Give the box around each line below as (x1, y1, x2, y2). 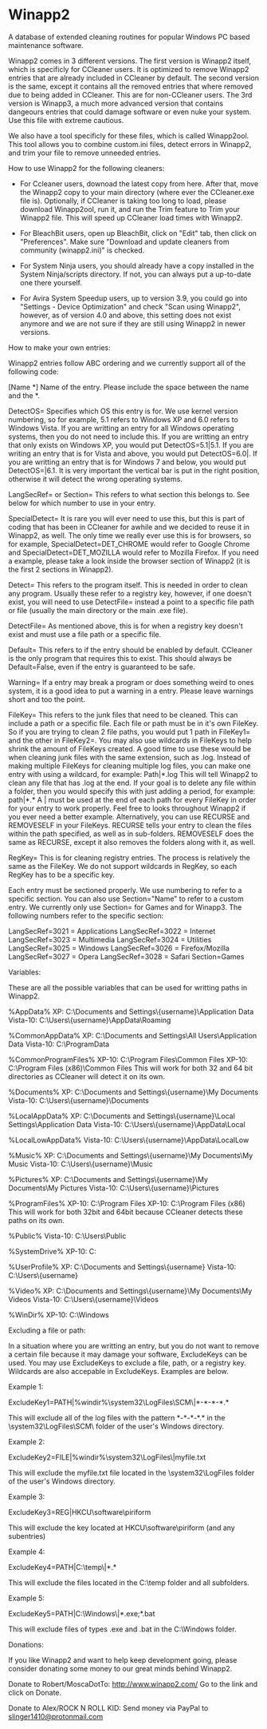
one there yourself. (19, 277, 82, 287)
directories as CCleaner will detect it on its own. (8, 1071, 166, 1081)
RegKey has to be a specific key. (8, 870, 116, 879)
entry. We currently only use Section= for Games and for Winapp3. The (8, 902, 242, 912)
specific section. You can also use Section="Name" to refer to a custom (8, 894, 245, 903)
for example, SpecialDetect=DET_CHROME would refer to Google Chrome (8, 539, 250, 548)
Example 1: (8, 1381, 44, 1392)
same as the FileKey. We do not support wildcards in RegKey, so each (8, 861, 238, 870)
